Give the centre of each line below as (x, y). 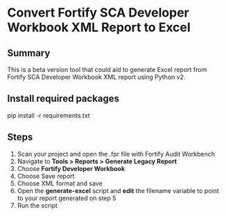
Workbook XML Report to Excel (99, 27)
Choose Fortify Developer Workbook (71, 168)
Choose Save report (46, 176)
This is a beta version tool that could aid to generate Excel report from (107, 70)
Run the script (37, 205)
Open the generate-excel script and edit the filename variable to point (118, 190)
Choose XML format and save (60, 183)
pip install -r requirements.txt (49, 115)
